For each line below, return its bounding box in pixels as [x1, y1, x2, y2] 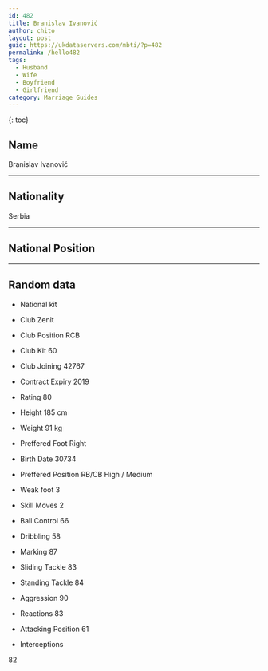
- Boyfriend [15, 78, 56, 86]
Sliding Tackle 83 [19, 562, 77, 571]
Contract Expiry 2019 [19, 377, 89, 386]
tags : [8, 57, 26, 65]
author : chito [8, 26, 56, 34]
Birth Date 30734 [19, 454, 77, 464]
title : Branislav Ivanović [8, 19, 98, 27]
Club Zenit [19, 314, 54, 324]
